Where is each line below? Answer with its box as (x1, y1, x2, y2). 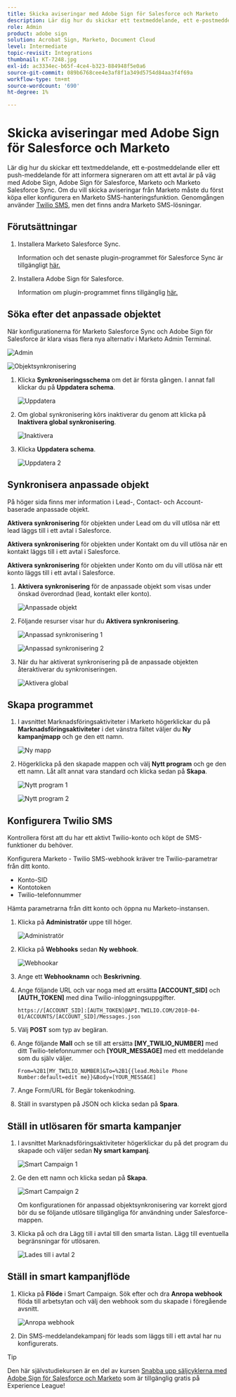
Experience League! (7, 1381, 65, 1389)
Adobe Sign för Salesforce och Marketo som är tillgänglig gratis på (7, 1374, 200, 1382)
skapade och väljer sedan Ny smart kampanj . (17, 1146, 150, 1154)
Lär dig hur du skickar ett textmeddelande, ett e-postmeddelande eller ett (7, 163, 220, 172)
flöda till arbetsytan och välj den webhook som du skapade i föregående (17, 1296, 227, 1305)
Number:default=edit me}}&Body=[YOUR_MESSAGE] (17, 1074, 157, 1081)
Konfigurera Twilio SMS (7, 815, 113, 827)
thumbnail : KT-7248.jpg (7, 56, 77, 63)
